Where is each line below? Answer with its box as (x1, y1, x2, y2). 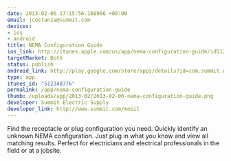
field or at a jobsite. (7, 146, 62, 154)
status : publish (7, 61, 54, 68)
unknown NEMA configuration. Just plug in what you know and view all (7, 132, 208, 140)
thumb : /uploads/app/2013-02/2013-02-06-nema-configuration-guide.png (7, 93, 214, 100)
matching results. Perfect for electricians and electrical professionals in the (7, 138, 220, 147)
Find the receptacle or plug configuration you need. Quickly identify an (7, 124, 208, 132)
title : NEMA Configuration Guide (7, 42, 103, 49)
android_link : (7, 67, 48, 74)
